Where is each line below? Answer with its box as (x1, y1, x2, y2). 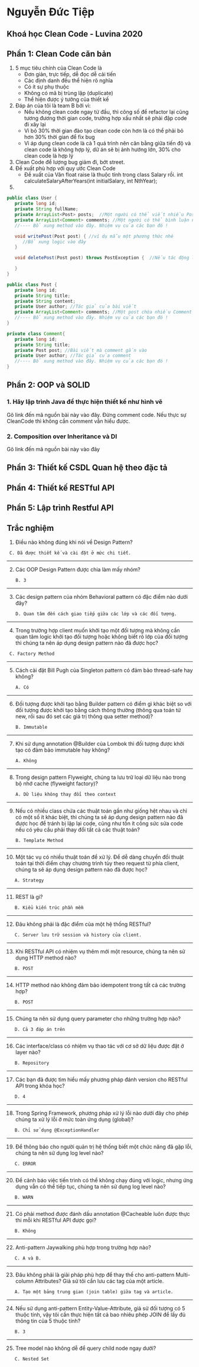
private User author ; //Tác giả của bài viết (14, 304, 136, 309)
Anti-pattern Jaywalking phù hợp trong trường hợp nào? (15, 1244, 151, 1251)
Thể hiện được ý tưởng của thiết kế (24, 96, 109, 103)
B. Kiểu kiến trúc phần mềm (14, 905, 84, 911)
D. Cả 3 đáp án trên (14, 1026, 66, 1032)
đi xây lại (24, 121, 46, 128)
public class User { (6, 195, 58, 201)
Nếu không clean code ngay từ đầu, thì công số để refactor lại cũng (24, 109, 189, 116)
